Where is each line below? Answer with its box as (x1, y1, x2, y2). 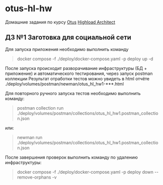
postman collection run (17, 105, 64, 111)
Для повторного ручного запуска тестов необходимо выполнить (5, 90, 141, 96)
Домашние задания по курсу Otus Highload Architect (5, 19, 116, 25)
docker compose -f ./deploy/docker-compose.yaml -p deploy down (17, 169, 154, 175)
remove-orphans (17, 174, 51, 180)
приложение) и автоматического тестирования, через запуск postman (5, 70, 153, 76)
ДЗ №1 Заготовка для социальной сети (5, 33, 131, 42)
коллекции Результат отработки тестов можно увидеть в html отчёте (5, 75, 150, 81)
